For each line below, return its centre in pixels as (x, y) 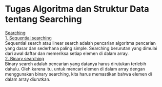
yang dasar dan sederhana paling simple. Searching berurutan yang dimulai (81, 48)
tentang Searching (43, 19)
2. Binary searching (25, 58)
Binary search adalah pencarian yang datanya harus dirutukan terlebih (76, 64)
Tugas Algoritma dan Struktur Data (77, 9)
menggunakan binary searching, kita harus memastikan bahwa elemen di (79, 74)
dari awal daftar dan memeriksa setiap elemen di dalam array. (67, 53)
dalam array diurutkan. (28, 79)
